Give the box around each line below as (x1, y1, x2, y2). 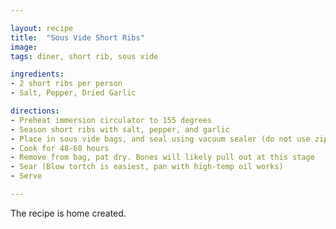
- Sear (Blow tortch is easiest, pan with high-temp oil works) (10, 162, 284, 172)
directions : (10, 106, 60, 116)
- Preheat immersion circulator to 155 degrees (10, 115, 213, 125)
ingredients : (10, 69, 65, 80)
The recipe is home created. (10, 207, 127, 219)
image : (10, 42, 38, 52)
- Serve (10, 171, 43, 181)
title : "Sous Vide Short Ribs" (10, 32, 145, 43)
